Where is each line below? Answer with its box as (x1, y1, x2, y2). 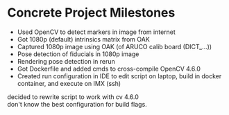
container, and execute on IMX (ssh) (17, 79, 121, 87)
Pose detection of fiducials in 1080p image (17, 50, 139, 58)
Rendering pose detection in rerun (17, 57, 116, 65)
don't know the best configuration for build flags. (7, 100, 147, 108)
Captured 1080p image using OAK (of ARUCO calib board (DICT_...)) (17, 42, 212, 51)
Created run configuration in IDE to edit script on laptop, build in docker (17, 71, 222, 80)
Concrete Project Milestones (7, 5, 176, 21)
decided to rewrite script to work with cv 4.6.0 (7, 92, 139, 101)
